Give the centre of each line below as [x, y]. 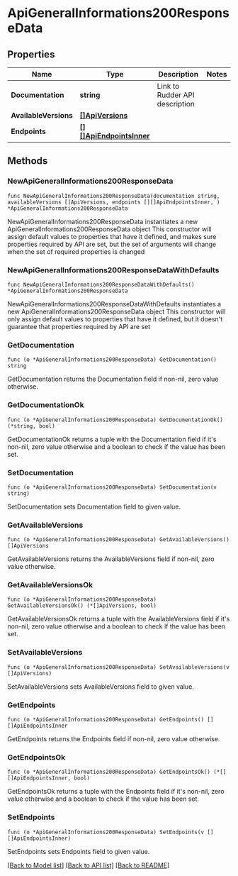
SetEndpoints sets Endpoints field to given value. [79, 851]
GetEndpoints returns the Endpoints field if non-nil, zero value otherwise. [114, 739]
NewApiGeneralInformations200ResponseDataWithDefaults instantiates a [114, 304]
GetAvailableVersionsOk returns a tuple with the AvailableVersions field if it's [119, 619]
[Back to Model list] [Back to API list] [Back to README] [89, 865]
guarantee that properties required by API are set [79, 326]
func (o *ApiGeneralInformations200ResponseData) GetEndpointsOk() [109, 772]
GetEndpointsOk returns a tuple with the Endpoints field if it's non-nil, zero [116, 792]
